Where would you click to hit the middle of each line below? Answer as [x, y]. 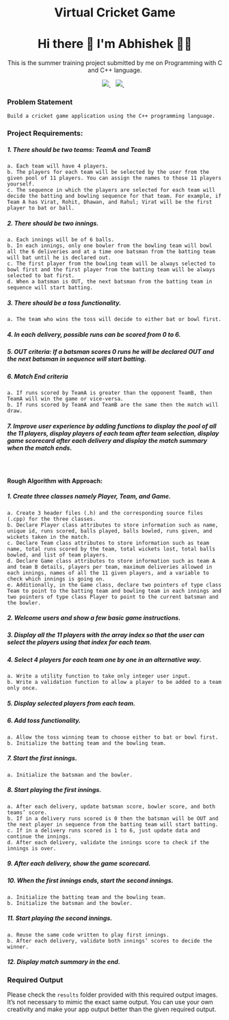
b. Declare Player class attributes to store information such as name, [113, 525]
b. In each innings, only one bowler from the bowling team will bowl [110, 246]
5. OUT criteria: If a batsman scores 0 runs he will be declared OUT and [110, 352]
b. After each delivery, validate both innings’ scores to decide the [110, 941]
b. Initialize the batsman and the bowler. [70, 903]
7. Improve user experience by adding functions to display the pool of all [112, 426]
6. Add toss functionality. [44, 721]
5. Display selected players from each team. [71, 703]
